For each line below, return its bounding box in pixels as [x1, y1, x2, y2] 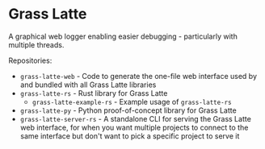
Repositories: [8, 56, 53, 65]
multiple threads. [8, 39, 65, 49]
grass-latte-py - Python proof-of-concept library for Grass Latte [19, 106, 237, 115]
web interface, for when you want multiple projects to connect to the [19, 122, 249, 132]
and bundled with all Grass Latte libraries [19, 80, 157, 89]
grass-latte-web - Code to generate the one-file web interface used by [19, 71, 257, 81]
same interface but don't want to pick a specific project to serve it [19, 130, 240, 141]
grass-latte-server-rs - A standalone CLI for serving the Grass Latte [19, 114, 252, 123]
